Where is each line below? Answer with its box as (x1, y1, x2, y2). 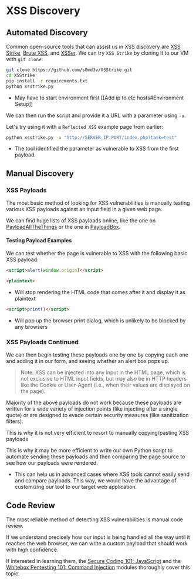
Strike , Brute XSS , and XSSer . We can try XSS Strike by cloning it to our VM (6, 49, 189, 56)
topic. (6, 570, 20, 577)
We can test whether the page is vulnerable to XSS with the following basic (6, 250, 188, 257)
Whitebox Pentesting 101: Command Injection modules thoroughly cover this (6, 564, 190, 571)
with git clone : (6, 56, 43, 62)
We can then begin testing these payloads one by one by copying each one (6, 351, 189, 358)
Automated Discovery (6, 28, 88, 38)
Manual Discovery (6, 168, 75, 178)
